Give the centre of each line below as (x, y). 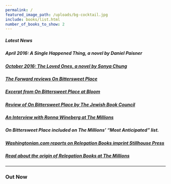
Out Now (16, 177)
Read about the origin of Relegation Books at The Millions (67, 156)
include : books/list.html (33, 19)
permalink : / (19, 10)
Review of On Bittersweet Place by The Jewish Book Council (70, 104)
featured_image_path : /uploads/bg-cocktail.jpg (57, 15)
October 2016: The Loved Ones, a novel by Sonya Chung (66, 66)
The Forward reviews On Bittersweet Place (51, 79)
